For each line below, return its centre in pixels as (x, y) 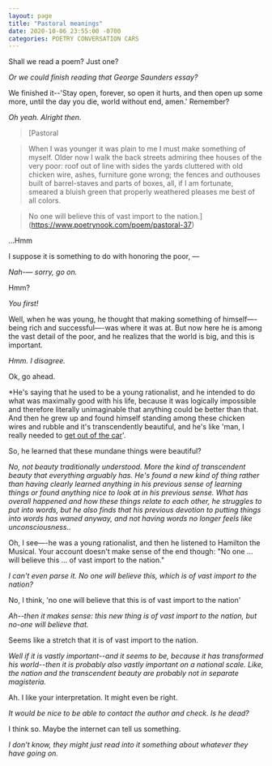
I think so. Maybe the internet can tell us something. (95, 729)
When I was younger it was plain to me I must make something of (137, 149)
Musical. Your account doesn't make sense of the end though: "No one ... (131, 552)
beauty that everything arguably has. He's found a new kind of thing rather (134, 476)
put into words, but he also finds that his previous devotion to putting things (135, 510)
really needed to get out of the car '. (67, 436)
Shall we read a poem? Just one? (64, 62)
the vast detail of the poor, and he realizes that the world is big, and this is (132, 337)
